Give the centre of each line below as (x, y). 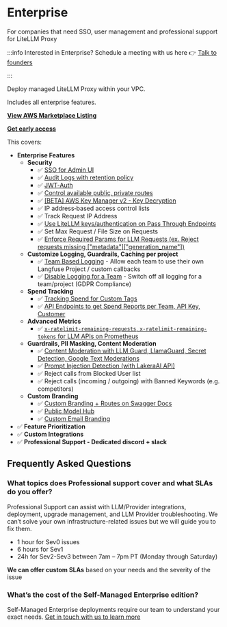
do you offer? (30, 492)
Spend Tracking (50, 291)
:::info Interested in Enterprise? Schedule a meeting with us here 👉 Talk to (112, 52)
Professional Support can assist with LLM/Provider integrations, (97, 507)
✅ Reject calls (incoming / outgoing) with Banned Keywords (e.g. (129, 381)
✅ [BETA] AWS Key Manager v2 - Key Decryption (107, 201)
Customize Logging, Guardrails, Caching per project (103, 254)
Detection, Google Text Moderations (89, 358)
